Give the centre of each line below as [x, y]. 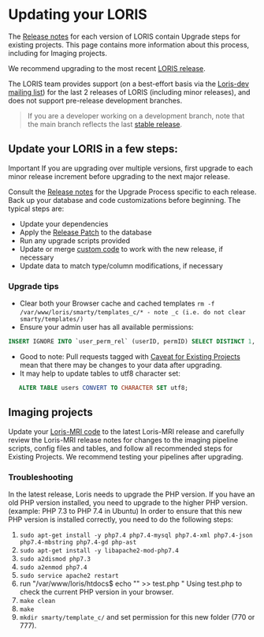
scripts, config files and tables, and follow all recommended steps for [121, 448]
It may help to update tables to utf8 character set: [100, 373]
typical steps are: [36, 208]
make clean [37, 601]
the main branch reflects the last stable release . [105, 124]
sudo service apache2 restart [69, 575]
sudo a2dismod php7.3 [55, 559]
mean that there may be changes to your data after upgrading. [121, 365]
